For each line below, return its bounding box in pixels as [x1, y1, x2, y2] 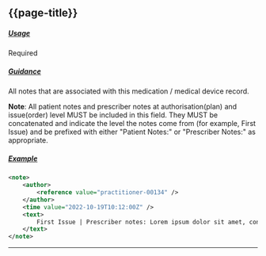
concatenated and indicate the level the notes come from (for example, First [8, 119, 256, 128]
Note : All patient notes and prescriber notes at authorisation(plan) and [8, 102, 237, 112]
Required [8, 48, 38, 58]
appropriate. [8, 136, 49, 145]
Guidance [8, 67, 41, 76]
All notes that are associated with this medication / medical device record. [8, 86, 249, 96]
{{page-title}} [8, 6, 78, 20]
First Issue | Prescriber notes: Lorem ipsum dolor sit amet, [36, 218, 246, 226]
